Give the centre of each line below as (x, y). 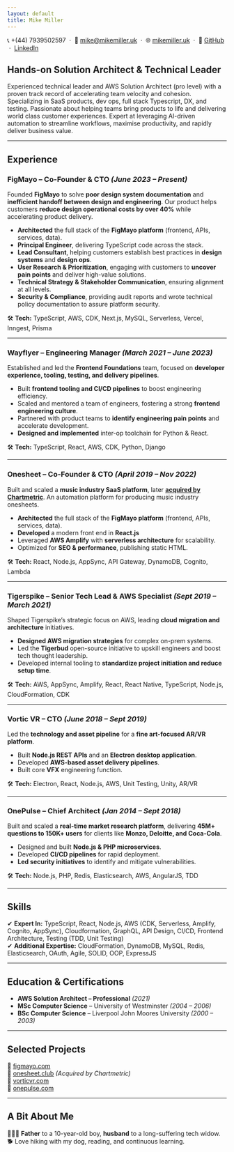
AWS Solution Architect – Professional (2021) (84, 999)
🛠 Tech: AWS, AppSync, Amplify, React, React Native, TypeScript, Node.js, (116, 684)
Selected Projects (46, 1049)
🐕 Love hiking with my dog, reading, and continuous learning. (96, 1141)
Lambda (19, 571)
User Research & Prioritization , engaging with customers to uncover (117, 267)
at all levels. (34, 289)
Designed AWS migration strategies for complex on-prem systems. (115, 640)
